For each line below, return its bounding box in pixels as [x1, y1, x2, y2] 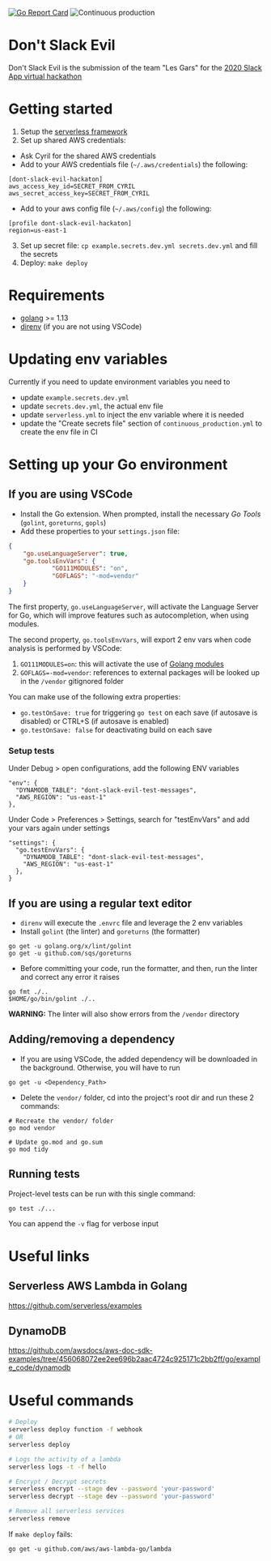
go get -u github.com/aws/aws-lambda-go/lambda [8, 1545, 172, 1553]
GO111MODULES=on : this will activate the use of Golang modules [19, 659, 224, 669]
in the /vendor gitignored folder [19, 676, 124, 686]
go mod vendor [8, 1123, 57, 1132]
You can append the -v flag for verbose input [8, 1218, 159, 1228]
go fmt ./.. [8, 987, 49, 996]
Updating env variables [8, 350, 168, 368]
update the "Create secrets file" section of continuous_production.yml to [19, 418, 263, 428]
